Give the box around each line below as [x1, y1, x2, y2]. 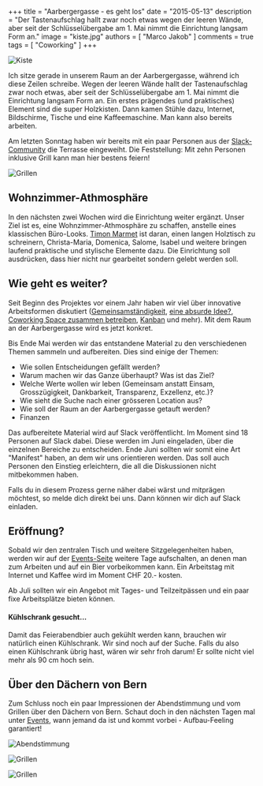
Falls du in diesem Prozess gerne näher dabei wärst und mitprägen [8, 485, 226, 494]
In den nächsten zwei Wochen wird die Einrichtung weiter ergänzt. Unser [8, 212, 245, 222]
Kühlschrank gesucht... [8, 612, 87, 622]
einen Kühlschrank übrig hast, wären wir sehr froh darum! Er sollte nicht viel [8, 646, 254, 656]
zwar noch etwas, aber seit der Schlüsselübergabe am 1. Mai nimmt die [8, 88, 239, 97]
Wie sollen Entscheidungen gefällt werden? [19, 362, 161, 372]
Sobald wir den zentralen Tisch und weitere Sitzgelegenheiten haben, [8, 545, 234, 555]
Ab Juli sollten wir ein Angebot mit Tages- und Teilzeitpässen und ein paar [8, 586, 250, 595]
